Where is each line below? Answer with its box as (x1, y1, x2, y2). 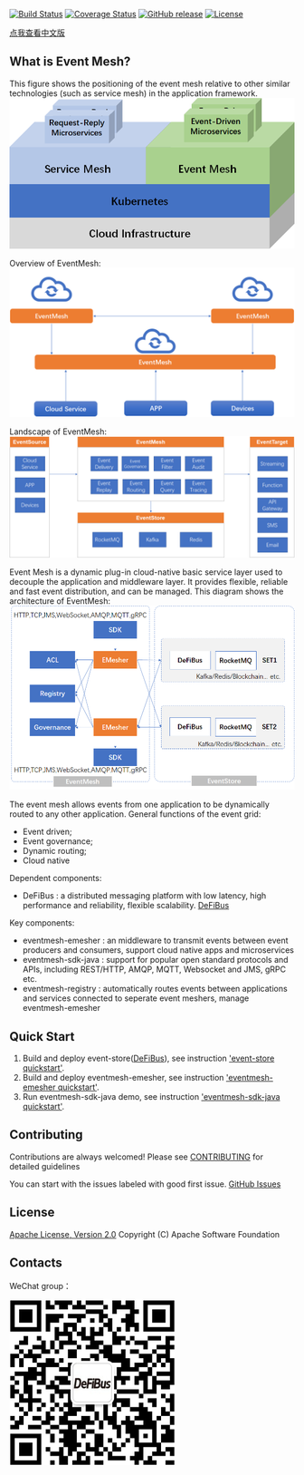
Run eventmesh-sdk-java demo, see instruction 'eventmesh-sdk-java (22, 1092, 280, 1102)
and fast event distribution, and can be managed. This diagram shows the (9, 586, 284, 597)
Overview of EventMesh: (9, 257, 101, 268)
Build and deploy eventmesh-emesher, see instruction (22, 1072, 224, 1083)
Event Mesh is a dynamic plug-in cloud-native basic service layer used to (9, 567, 283, 577)
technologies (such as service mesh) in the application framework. (9, 87, 258, 99)
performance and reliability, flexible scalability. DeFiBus (22, 900, 230, 911)
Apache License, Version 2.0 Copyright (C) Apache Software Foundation (9, 1228, 280, 1239)
